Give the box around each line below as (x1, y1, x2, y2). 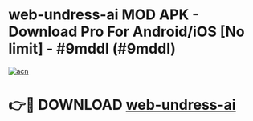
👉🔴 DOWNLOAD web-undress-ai (8, 96, 236, 114)
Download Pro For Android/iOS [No (8, 22, 245, 41)
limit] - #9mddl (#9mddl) (8, 40, 177, 58)
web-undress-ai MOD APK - (8, 6, 199, 24)
